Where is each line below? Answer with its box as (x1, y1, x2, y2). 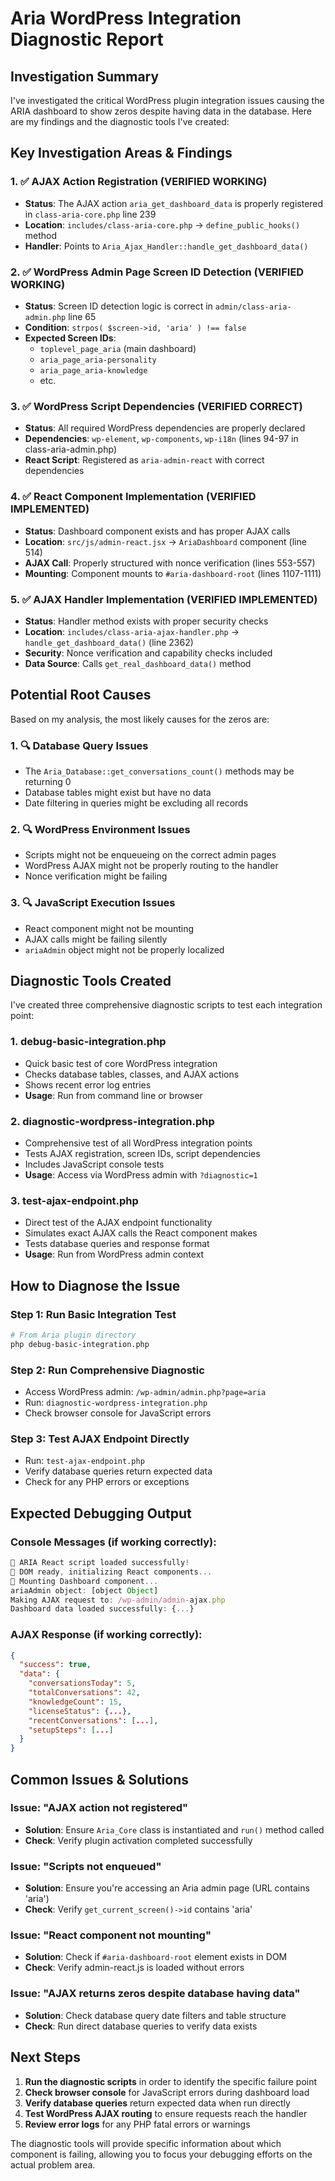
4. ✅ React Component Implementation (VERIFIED (10, 490, 257, 504)
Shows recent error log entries (24, 1078, 152, 1091)
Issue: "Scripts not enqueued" (10, 1859, 162, 1873)
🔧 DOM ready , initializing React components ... (10, 1567, 213, 1577)
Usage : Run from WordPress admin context (24, 1248, 205, 1261)
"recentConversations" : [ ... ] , (28, 1715, 159, 1726)
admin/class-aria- (214, 302, 292, 312)
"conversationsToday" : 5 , (28, 1678, 137, 1689)
